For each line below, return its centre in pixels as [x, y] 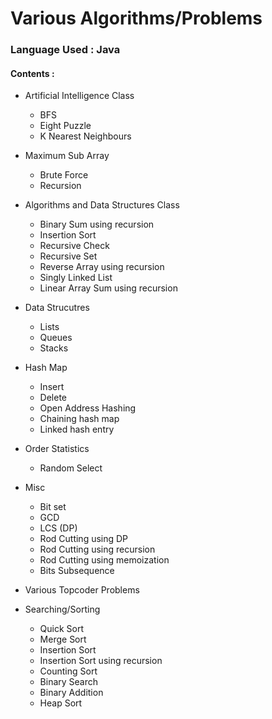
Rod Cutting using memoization [104, 560]
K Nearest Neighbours [85, 136]
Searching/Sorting [62, 609]
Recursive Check [74, 246]
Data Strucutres [57, 308]
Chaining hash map [79, 419]
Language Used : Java [65, 50]
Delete [53, 398]
